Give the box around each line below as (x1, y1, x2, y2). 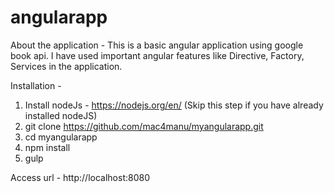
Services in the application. (10, 60, 123, 72)
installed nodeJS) (24, 109, 98, 121)
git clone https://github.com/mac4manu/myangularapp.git (24, 120, 264, 132)
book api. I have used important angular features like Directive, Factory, (10, 49, 305, 61)
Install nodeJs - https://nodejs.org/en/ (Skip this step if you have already (24, 99, 324, 111)
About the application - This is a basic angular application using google (10, 39, 304, 51)
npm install (24, 141, 71, 153)
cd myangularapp (24, 131, 98, 143)
